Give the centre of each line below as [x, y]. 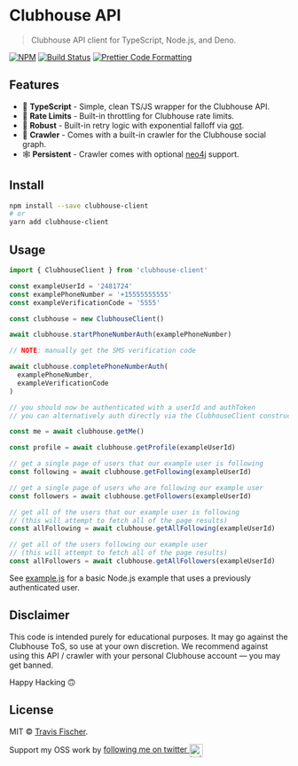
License [31, 710]
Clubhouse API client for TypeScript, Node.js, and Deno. [133, 40]
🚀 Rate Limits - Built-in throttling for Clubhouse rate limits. [128, 115]
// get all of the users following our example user [109, 545]
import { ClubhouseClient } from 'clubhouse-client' [109, 270]
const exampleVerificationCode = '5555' [85, 302]
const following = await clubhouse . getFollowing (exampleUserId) [130, 472]
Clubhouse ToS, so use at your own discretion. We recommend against [139, 646]
